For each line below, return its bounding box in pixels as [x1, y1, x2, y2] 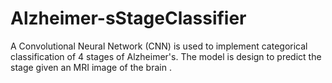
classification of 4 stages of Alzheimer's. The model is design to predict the [10, 50, 322, 62]
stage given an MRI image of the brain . [10, 61, 172, 73]
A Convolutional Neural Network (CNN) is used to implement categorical [10, 40, 308, 52]
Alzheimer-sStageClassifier [10, 7, 247, 30]
